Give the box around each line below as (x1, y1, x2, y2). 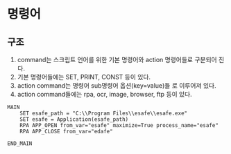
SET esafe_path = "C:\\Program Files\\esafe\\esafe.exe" (19, 110, 188, 117)
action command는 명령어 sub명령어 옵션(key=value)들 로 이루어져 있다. (17, 81, 216, 90)
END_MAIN (7, 140, 33, 147)
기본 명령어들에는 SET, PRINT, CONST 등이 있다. (17, 73, 151, 81)
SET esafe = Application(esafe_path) (19, 116, 129, 123)
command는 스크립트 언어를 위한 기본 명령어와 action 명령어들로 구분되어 (17, 56, 217, 64)
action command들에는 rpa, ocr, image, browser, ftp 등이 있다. (17, 90, 192, 98)
